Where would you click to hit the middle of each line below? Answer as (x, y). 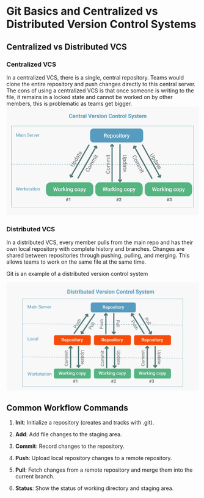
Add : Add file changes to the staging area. (68, 434)
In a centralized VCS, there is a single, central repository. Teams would (95, 77)
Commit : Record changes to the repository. (70, 446)
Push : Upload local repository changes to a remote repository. (93, 458)
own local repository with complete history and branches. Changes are (96, 248)
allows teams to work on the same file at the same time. (76, 262)
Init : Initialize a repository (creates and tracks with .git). (85, 423)
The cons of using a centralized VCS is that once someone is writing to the (100, 91)
